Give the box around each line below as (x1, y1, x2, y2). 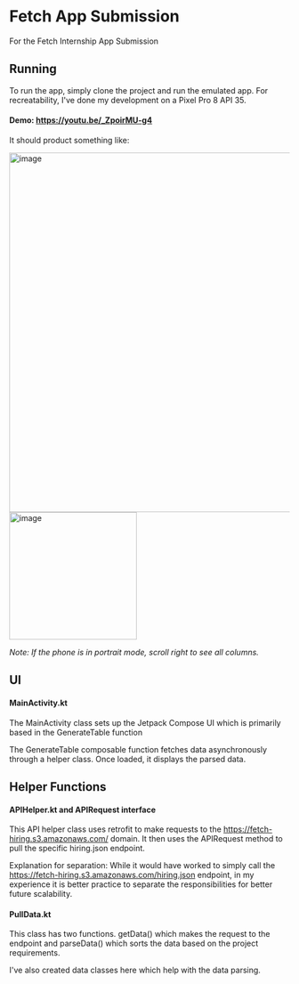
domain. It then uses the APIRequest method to (109, 834, 283, 844)
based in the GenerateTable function (9, 727, 143, 737)
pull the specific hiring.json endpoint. (9, 843, 145, 854)
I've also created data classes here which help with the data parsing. (9, 964, 261, 976)
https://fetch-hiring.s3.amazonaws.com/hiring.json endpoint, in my (9, 870, 255, 881)
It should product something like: (9, 134, 130, 145)
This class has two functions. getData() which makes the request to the (9, 929, 271, 939)
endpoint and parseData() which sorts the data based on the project (9, 938, 259, 949)
